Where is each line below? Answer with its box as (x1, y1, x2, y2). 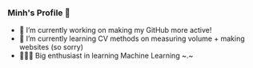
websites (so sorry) (18, 42, 84, 52)
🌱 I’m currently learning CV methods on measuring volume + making (18, 34, 245, 43)
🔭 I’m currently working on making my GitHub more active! (18, 26, 212, 35)
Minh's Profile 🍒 (7, 7, 70, 18)
